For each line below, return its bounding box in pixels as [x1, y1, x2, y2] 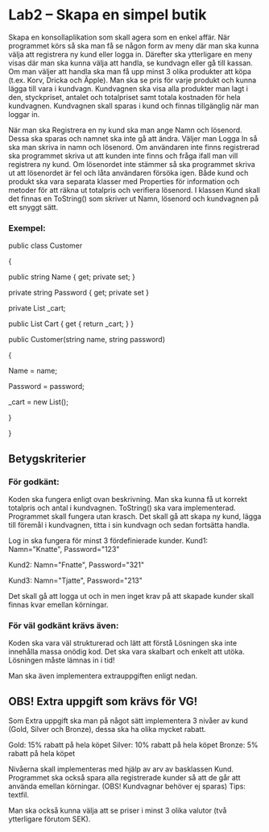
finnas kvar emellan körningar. [8, 600, 109, 609]
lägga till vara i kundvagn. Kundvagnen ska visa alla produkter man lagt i [8, 83, 248, 94]
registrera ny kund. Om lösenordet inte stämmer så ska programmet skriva [8, 159, 255, 169]
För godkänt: [8, 476, 60, 487]
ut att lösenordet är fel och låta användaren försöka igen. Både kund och [8, 168, 249, 178]
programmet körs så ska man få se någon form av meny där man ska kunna [8, 40, 259, 50]
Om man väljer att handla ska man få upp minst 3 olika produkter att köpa [8, 66, 252, 76]
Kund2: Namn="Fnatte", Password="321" [8, 559, 145, 570]
